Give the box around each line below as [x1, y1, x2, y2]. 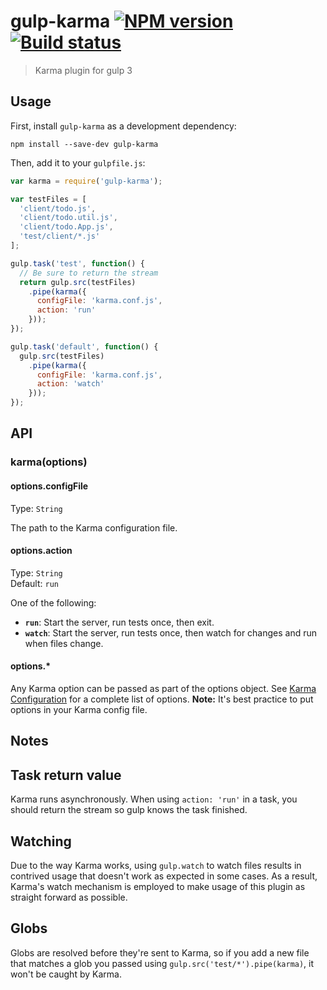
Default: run [10, 577, 59, 589]
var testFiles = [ [10, 194, 87, 204]
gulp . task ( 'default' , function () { [10, 341, 159, 352]
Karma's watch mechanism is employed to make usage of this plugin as [10, 880, 306, 892]
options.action [10, 545, 73, 557]
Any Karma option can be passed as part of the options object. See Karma [10, 682, 317, 694]
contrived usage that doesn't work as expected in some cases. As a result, [10, 870, 318, 882]
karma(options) [10, 455, 88, 469]
